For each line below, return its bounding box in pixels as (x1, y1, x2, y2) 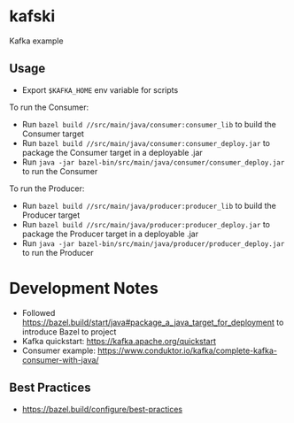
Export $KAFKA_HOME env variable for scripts (21, 84, 179, 95)
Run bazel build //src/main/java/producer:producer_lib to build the (21, 200, 276, 211)
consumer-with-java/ (21, 354, 99, 365)
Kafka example (9, 35, 64, 46)
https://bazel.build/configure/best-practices (21, 404, 183, 414)
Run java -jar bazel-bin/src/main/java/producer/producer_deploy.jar (21, 237, 285, 249)
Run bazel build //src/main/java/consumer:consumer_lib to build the (21, 119, 276, 129)
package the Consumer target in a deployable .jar (21, 147, 204, 158)
